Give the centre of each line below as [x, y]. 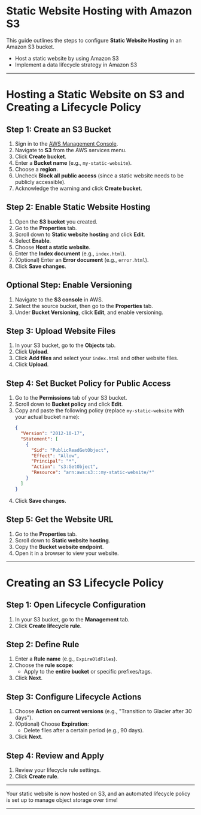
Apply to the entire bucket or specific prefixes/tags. [88, 672]
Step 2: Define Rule [43, 645]
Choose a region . [36, 169]
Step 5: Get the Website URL [60, 520]
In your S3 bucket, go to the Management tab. [72, 619]
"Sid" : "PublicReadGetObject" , [70, 450]
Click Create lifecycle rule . [48, 626]
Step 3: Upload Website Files [61, 331]
